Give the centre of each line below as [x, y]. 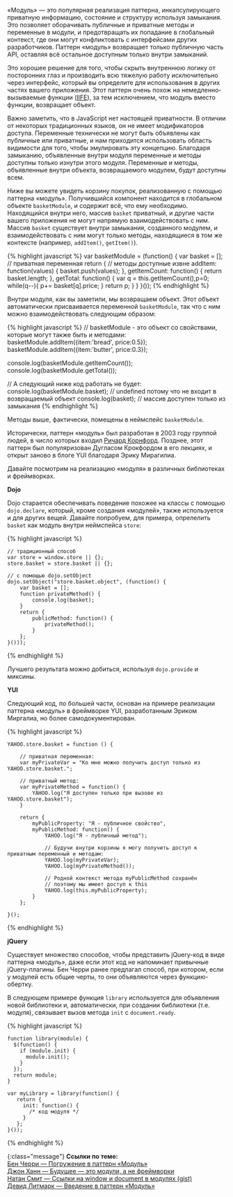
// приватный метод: [49, 781]
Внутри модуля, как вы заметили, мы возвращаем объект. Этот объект [113, 299]
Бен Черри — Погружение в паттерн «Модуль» [78, 1164]
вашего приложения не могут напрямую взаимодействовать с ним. [109, 220]
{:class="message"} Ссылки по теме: [63, 1156]
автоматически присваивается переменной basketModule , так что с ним [114, 306]
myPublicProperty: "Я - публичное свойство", [99, 824]
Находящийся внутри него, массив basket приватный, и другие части [111, 213]
